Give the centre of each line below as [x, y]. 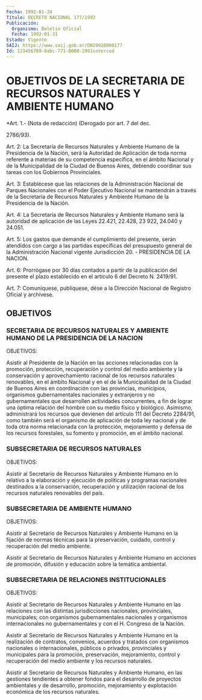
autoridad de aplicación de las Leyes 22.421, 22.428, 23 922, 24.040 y [94, 221]
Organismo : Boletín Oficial [47, 29]
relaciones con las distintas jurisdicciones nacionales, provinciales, [90, 611]
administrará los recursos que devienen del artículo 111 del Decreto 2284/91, [101, 414]
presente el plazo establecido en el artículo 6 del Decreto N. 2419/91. [92, 276]
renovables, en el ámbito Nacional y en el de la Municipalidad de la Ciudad [99, 382]
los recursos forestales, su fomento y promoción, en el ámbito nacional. [95, 433]
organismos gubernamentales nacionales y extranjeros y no [80, 395]
